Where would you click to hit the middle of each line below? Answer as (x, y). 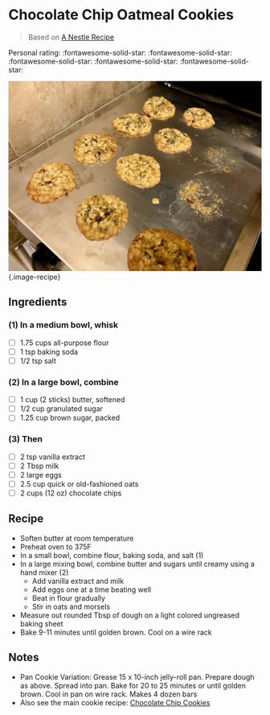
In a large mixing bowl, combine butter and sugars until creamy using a (137, 564)
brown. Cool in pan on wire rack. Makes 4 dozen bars (108, 694)
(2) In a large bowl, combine (63, 382)
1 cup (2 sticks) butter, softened (72, 400)
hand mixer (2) (44, 572)
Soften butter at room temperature (77, 538)
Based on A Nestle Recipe (71, 37)
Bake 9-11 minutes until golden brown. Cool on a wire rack (116, 632)
